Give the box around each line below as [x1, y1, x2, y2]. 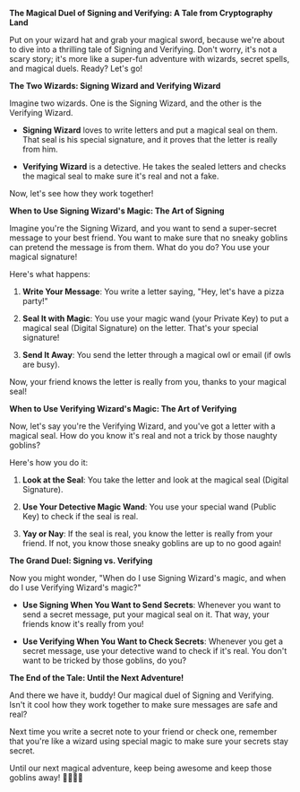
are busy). [21, 359, 61, 370]
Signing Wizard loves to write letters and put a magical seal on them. [21, 125, 279, 135]
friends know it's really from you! [21, 619, 145, 629]
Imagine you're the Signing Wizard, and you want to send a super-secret [9, 223, 278, 233]
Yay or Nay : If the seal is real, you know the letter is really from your [21, 528, 273, 539]
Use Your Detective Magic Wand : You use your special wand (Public [21, 501, 277, 512]
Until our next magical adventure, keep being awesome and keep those [9, 762, 272, 773]
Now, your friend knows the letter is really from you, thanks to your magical [9, 377, 287, 387]
